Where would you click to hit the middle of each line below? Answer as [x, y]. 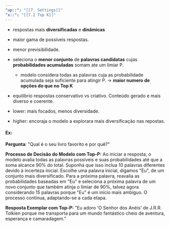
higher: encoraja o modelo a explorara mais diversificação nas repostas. [89, 121]
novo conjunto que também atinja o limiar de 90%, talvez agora [72, 187]
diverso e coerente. [33, 101]
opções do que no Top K [47, 86]
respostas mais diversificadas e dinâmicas [59, 29]
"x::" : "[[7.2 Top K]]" [31, 15]
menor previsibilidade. [36, 49]
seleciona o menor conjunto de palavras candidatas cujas [75, 59]
